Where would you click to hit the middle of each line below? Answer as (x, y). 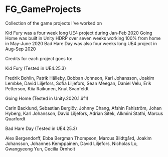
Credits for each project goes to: (39, 58)
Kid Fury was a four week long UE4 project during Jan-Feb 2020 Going (79, 33)
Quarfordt (15, 118)
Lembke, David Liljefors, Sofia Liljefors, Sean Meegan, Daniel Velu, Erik (78, 83)
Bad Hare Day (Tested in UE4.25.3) (41, 128)
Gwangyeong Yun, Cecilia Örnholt (40, 148)
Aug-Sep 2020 (21, 49)
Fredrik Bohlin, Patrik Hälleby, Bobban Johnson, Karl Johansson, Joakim (80, 78)
